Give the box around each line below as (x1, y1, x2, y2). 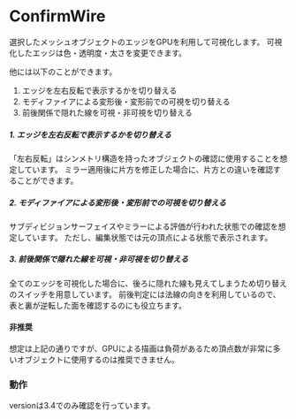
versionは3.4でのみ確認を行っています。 (9, 400, 156, 411)
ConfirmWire (9, 6, 106, 27)
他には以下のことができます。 (9, 66, 118, 77)
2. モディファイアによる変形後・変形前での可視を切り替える (9, 197, 227, 208)
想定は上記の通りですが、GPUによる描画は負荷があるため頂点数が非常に (9, 343, 274, 354)
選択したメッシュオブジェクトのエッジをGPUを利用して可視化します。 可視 (9, 36, 283, 47)
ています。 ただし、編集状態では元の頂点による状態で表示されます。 (24, 232, 273, 242)
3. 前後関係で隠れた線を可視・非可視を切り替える (9, 254, 188, 264)
